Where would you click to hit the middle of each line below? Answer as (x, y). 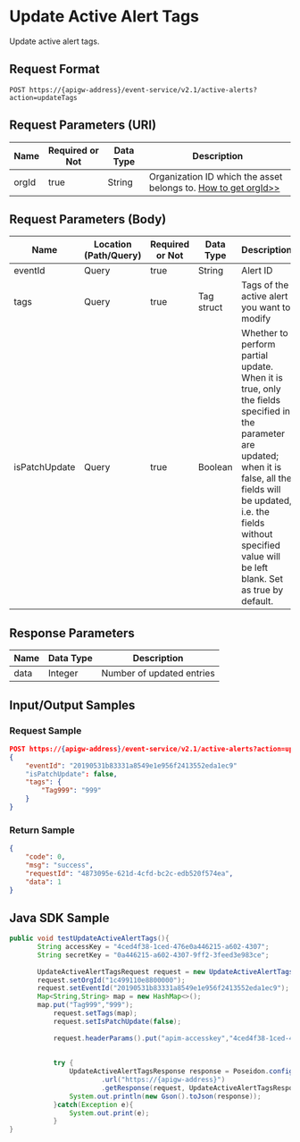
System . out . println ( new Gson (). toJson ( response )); (165, 1096)
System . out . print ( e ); (109, 1113)
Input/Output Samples (72, 705)
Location (112, 245)
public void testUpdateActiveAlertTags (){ (89, 939)
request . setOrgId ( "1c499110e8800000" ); (111, 980)
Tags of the (265, 285)
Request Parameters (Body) (88, 219)
